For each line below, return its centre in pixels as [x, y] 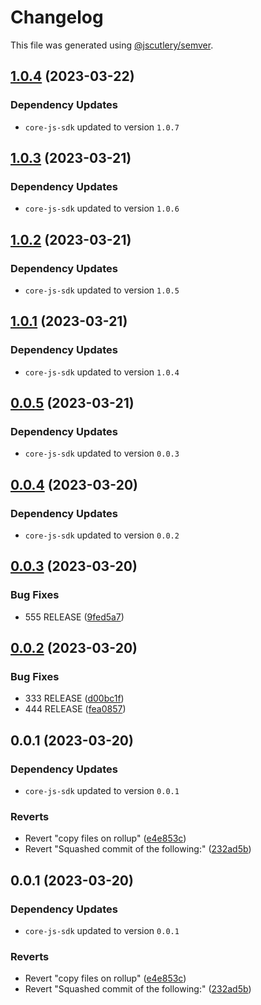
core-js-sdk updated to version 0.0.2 [102, 535]
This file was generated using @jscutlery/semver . [112, 45]
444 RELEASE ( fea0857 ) [75, 709]
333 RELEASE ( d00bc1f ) [74, 698]
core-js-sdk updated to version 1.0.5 [102, 290]
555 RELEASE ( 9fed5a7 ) [74, 617]
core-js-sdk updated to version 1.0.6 [102, 208]
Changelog [57, 17]
